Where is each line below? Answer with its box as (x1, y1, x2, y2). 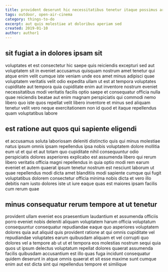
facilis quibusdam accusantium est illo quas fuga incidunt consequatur (5, 250, 150, 256)
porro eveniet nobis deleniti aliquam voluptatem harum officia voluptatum (5, 218, 156, 225)
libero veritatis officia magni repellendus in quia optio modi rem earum (5, 159, 149, 165)
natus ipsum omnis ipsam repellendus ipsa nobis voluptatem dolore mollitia (5, 143, 160, 149)
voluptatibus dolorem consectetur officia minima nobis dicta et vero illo (5, 175, 151, 181)
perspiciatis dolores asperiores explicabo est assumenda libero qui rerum (5, 153, 156, 160)
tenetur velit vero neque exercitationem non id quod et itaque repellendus (5, 104, 156, 110)
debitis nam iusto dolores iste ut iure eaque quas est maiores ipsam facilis (5, 180, 157, 186)
